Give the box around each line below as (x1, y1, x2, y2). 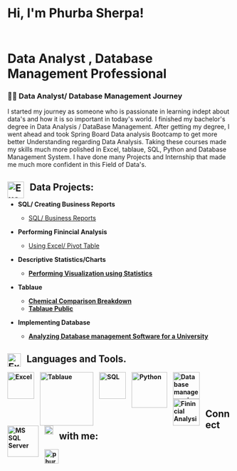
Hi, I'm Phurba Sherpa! (7, 5, 144, 21)
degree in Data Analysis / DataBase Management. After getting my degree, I (7, 123, 230, 131)
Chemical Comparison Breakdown (28, 297, 132, 305)
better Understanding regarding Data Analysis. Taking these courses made (7, 138, 226, 146)
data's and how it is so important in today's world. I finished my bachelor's (7, 115, 226, 123)
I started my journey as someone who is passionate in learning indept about (7, 107, 230, 116)
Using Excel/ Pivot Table (28, 241, 100, 250)
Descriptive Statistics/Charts (17, 255, 107, 264)
